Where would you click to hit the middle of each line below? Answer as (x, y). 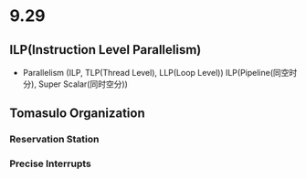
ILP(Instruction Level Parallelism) (106, 50)
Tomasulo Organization (77, 114)
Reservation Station (54, 140)
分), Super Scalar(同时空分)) (75, 84)
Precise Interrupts (50, 163)
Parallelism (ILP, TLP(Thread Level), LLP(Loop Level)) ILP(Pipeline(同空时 (160, 73)
